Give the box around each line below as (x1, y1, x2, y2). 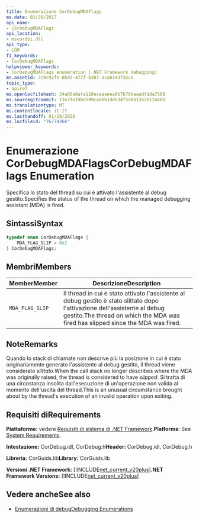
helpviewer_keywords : (6, 63, 60, 70)
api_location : (6, 31, 41, 37)
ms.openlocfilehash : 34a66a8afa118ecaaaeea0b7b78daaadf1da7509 (6, 91, 166, 97)
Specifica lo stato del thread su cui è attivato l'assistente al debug (6, 189, 167, 196)
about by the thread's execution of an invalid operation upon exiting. (6, 392, 173, 400)
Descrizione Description (92, 279, 161, 288)
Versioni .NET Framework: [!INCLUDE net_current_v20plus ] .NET (6, 466, 163, 473)
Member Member (9, 279, 58, 288)
